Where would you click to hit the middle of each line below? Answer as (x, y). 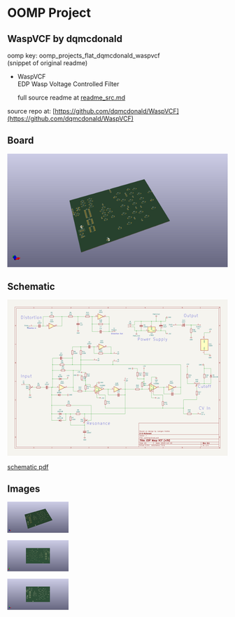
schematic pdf (28, 466)
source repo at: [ (31, 111)
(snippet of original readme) (48, 63)
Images (24, 488)
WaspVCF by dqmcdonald (65, 39)
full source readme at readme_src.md (71, 97)
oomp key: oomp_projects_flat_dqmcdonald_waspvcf (84, 55)
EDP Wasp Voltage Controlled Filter (68, 84)
